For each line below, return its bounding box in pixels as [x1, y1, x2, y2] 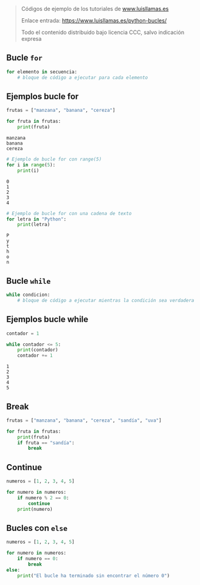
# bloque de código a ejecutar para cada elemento [17, 74, 148, 81]
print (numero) [17, 506, 53, 512]
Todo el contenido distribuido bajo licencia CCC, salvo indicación [21, 29, 184, 36]
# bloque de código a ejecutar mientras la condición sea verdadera [17, 297, 195, 303]
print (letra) [17, 222, 50, 228]
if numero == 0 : [17, 556, 59, 562]
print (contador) [17, 347, 59, 353]
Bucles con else [6, 522, 68, 533]
